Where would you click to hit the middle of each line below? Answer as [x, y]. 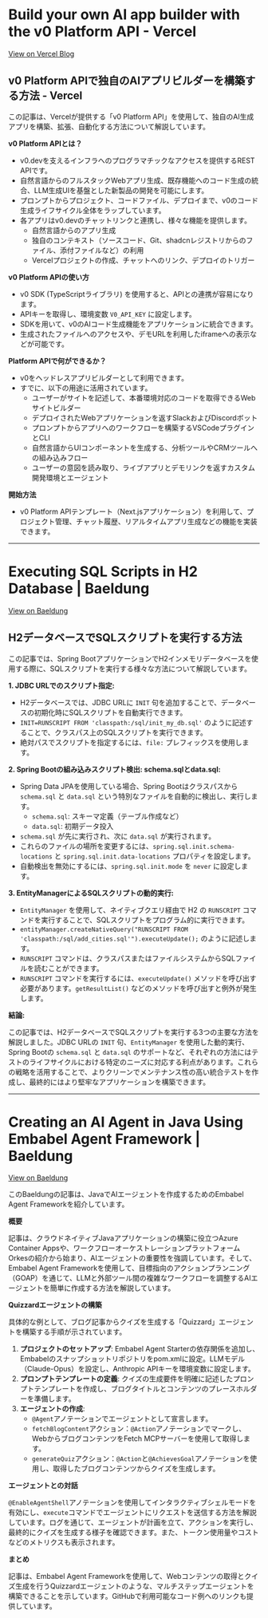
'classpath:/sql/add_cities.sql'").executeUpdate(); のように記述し [134, 938]
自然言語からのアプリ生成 [74, 230]
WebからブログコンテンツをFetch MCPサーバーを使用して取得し [138, 1438]
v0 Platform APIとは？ [45, 143]
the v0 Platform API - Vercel [102, 32]
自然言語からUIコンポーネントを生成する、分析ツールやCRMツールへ [144, 448]
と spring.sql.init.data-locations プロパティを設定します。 [155, 856]
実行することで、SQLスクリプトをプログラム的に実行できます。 [145, 920]
